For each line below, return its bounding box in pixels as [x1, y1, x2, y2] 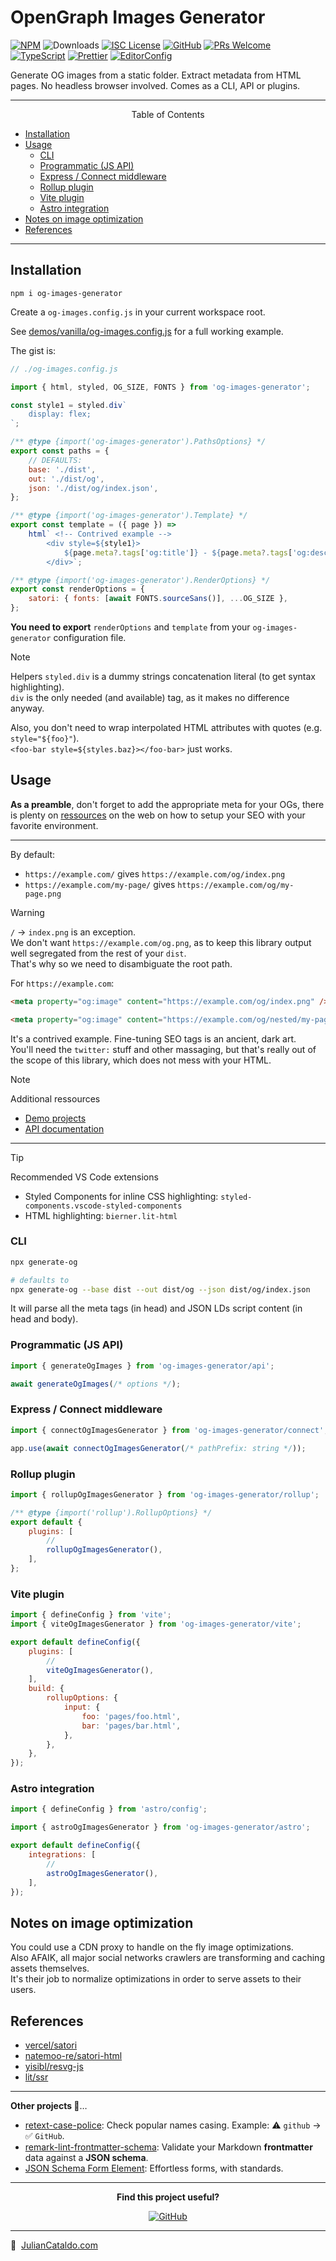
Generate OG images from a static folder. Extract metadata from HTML [10, 69, 302, 81]
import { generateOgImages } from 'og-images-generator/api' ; [10, 1361, 275, 1371]
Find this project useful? [116, 2191, 220, 2203]
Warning [10, 906, 45, 918]
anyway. [10, 702, 45, 714]
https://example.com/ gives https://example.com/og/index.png [24, 867, 286, 880]
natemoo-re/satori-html [24, 2050, 123, 2062]
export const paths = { [10, 446, 110, 456]
